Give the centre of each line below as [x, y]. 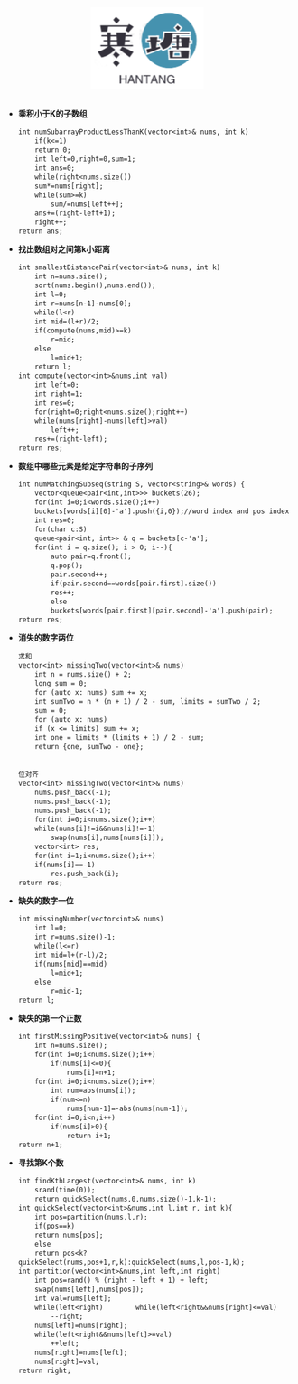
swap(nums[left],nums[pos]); [89, 1289]
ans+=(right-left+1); [75, 213]
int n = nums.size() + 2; [84, 674]
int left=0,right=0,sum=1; [85, 159]
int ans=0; [55, 168]
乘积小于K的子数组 [52, 113]
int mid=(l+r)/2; [67, 322]
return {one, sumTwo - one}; [89, 746]
